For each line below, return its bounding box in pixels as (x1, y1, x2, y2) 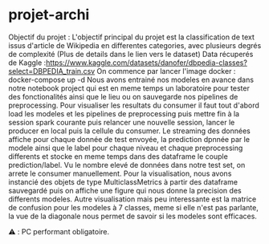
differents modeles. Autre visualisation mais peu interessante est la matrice (8, 194, 257, 204)
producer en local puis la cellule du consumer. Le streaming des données (8, 126, 251, 136)
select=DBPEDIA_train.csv (8, 66, 96, 75)
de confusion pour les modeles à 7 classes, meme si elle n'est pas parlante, (8, 202, 259, 212)
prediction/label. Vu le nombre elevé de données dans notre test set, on (8, 160, 246, 169)
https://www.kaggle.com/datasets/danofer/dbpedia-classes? (45, 58, 247, 67)
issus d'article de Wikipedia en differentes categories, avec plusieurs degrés (8, 40, 262, 50)
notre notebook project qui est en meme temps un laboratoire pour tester (8, 83, 251, 93)
